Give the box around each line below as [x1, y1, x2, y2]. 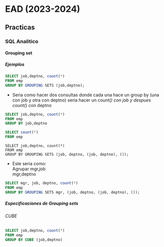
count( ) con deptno [12, 102, 52, 108]
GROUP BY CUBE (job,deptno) [5, 238, 63, 243]
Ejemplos [5, 61, 25, 67]
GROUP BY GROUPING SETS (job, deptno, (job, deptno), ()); [5, 152, 129, 157]
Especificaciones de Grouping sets [5, 201, 79, 207]
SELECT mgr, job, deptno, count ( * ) [5, 181, 78, 186]
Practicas [5, 23, 35, 32]
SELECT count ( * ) [5, 130, 38, 135]
